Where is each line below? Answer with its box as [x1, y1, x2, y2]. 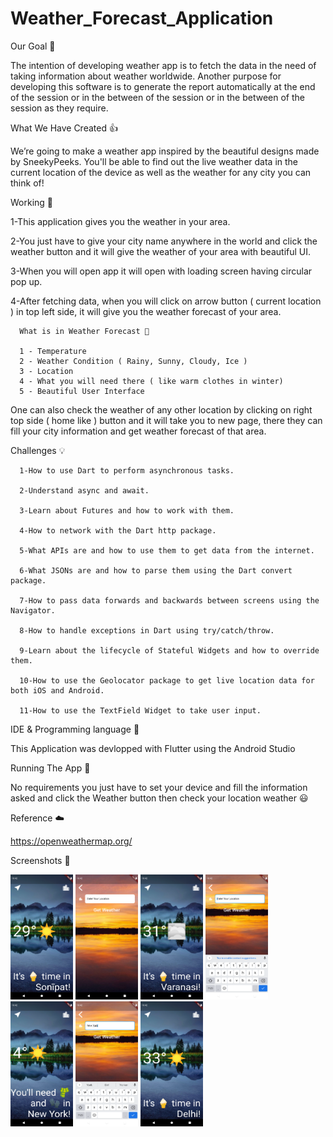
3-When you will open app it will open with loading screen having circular [10, 265, 313, 277]
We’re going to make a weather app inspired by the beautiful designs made [10, 145, 320, 157]
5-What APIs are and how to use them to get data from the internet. [19, 545, 315, 556]
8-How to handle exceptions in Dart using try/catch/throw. [19, 625, 275, 636]
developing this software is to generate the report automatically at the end [10, 80, 316, 92]
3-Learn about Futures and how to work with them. [19, 505, 235, 516]
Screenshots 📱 [10, 854, 71, 866]
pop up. [10, 275, 43, 287]
